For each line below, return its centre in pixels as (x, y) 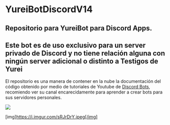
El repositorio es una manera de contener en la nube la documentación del (83, 81)
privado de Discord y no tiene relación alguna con (85, 53)
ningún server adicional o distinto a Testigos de (82, 61)
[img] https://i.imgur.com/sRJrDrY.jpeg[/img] (52, 117)
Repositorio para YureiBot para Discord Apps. (79, 28)
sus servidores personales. (33, 98)
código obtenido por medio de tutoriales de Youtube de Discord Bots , (78, 87)
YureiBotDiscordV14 (49, 9)
